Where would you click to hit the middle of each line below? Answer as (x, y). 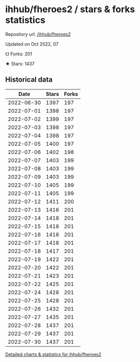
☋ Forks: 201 (19, 54)
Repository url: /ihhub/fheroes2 (38, 34)
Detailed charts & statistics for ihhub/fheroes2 (53, 354)
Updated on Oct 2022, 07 (32, 44)
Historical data (29, 80)
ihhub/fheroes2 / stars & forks (70, 9)
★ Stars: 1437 (20, 63)
